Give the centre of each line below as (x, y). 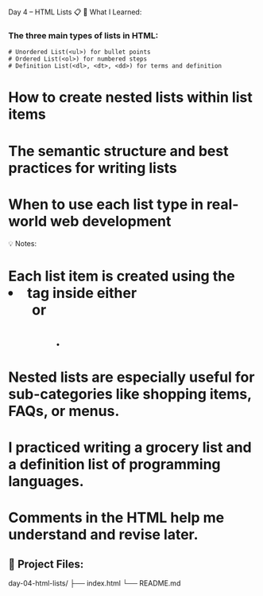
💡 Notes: (23, 243)
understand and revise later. (103, 535)
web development (111, 221)
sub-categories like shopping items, (130, 394)
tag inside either (82, 293)
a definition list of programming (114, 465)
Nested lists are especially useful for (131, 377)
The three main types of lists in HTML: (83, 35)
